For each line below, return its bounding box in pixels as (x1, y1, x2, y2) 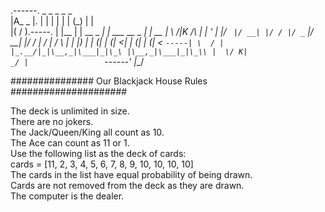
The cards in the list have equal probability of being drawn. (10, 169, 253, 180)
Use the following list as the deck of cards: (10, 148, 187, 159)
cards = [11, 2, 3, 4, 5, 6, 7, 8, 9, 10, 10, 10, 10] (10, 158, 194, 170)
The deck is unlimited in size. (10, 105, 130, 117)
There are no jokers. (10, 116, 94, 127)
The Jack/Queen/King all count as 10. (10, 126, 165, 138)
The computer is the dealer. (10, 190, 125, 202)
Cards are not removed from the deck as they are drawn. (10, 180, 245, 191)
